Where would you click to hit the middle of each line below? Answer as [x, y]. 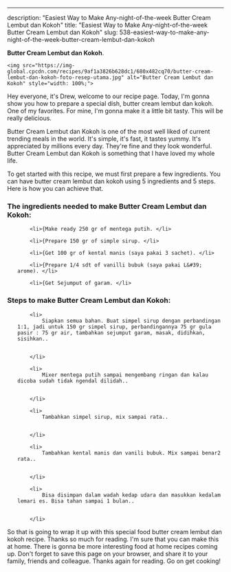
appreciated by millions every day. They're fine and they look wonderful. [110, 146]
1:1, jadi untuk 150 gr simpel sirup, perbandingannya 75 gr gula [114, 327]
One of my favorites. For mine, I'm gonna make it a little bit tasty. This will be [115, 111]
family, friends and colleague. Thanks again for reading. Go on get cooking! [114, 561]
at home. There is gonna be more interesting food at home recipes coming [112, 546]
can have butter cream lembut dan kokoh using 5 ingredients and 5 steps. [111, 181]
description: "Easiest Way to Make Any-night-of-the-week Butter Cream [109, 18]
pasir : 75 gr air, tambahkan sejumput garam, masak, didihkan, [111, 333]
